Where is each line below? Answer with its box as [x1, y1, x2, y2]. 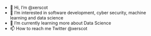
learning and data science [9, 15, 64, 20]
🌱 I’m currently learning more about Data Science [9, 20, 111, 26]
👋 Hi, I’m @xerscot [9, 5, 48, 10]
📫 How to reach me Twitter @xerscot [9, 26, 88, 31]
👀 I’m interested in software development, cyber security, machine [9, 10, 146, 16]
